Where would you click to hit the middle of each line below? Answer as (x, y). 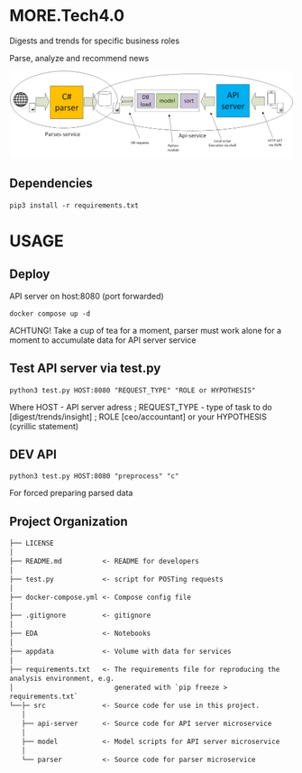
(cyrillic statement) (44, 426)
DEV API (33, 454)
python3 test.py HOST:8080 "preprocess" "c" (94, 476)
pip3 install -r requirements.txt (74, 205)
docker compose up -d (50, 313)
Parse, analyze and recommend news (79, 58)
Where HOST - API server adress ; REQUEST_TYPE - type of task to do (141, 407)
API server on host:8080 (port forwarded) (87, 296)
